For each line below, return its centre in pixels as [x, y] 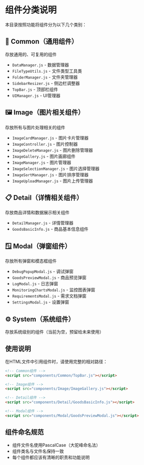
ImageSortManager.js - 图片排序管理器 [50, 174]
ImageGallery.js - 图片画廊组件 [44, 156]
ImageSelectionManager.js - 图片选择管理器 [56, 168]
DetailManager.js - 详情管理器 [43, 223]
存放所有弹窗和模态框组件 [31, 261]
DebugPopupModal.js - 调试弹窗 [43, 272]
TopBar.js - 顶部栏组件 [35, 89]
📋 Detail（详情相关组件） [44, 198]
